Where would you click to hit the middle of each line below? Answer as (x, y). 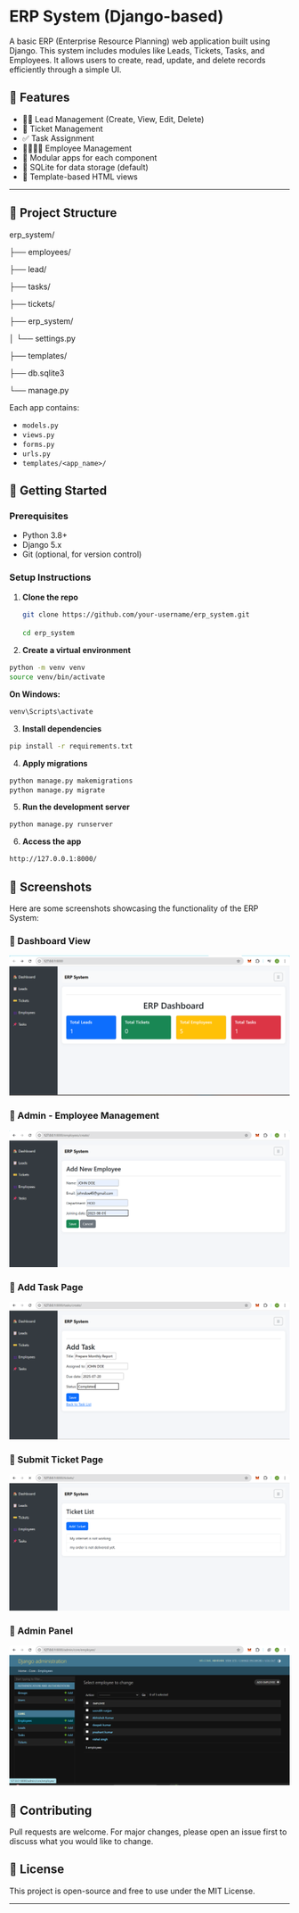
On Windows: (35, 694)
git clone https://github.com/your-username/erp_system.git (136, 614)
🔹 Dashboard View (50, 940)
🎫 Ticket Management (63, 128)
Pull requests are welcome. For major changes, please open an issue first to (148, 1832)
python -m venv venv (48, 668)
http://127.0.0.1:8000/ (53, 859)
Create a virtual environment (77, 650)
